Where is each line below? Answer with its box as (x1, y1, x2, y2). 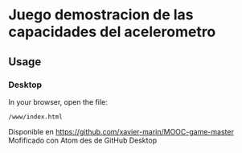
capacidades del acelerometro (8, 23, 216, 41)
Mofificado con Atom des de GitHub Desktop (8, 135, 158, 145)
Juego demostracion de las (8, 6, 195, 24)
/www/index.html (8, 113, 63, 121)
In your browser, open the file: (8, 97, 109, 106)
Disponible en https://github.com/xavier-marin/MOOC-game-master (8, 126, 235, 136)
